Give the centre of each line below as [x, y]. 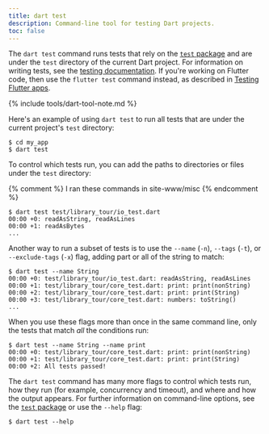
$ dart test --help [41, 422]
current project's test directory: [61, 128]
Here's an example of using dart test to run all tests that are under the [126, 119]
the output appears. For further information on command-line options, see [132, 399]
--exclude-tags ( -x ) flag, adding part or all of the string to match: [116, 257]
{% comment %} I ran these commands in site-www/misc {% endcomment [133, 189]
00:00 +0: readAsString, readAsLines [72, 219]
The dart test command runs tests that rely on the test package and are [130, 54]
